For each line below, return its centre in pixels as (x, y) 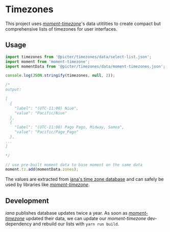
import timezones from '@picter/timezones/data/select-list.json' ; (79, 57)
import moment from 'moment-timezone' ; (48, 62)
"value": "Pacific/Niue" (41, 113)
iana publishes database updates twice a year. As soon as (66, 213)
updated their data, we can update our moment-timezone (86, 219)
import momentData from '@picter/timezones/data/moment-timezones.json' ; (86, 66)
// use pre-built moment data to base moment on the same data (74, 165)
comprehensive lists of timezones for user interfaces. (61, 29)
